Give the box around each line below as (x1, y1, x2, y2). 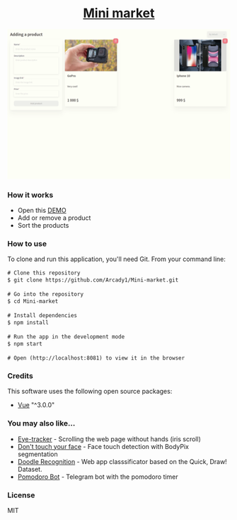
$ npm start (7, 341, 42, 348)
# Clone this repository (7, 270, 81, 277)
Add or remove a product (17, 214, 91, 222)
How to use (7, 238, 47, 248)
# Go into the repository (7, 291, 83, 298)
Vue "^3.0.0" (17, 401, 55, 409)
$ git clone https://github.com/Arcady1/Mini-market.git (7, 277, 179, 284)
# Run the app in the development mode (7, 333, 125, 341)
